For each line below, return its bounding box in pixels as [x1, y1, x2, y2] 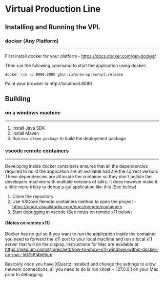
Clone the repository [12, 193, 54, 199]
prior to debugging [5, 272, 43, 278]
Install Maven [12, 130, 39, 136]
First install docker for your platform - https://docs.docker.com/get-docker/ [5, 53, 156, 59]
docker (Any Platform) [5, 38, 59, 44]
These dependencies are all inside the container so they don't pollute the [5, 173, 152, 179]
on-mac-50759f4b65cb [5, 252, 53, 258]
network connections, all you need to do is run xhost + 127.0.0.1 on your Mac [5, 266, 159, 272]
